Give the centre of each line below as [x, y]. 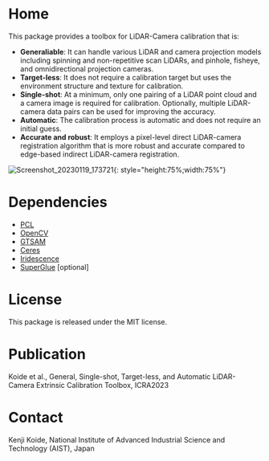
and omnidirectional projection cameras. [87, 68]
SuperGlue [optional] [55, 267]
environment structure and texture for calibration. [102, 86]
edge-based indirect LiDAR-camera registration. [100, 154]
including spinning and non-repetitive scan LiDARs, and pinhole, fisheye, [140, 60]
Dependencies [58, 202]
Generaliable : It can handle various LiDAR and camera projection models [141, 51]
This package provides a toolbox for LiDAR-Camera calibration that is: [124, 36]
